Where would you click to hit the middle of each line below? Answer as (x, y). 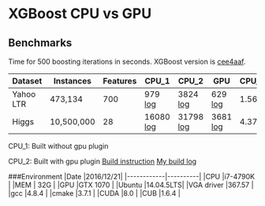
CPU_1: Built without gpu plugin (58, 146)
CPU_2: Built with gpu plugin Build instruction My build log (103, 161)
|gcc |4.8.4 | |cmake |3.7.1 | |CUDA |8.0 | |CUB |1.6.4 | (95, 193)
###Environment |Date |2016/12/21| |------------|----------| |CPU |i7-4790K (131, 177)
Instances (73, 81)
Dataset (27, 81)
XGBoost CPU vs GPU (80, 14)
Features (120, 81)
